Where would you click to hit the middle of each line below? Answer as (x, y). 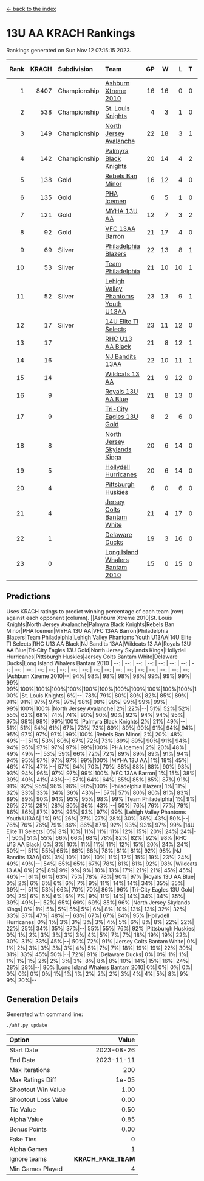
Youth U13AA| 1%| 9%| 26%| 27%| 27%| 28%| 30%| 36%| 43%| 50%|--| (98, 818)
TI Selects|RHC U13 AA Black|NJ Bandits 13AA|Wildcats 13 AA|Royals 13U (99, 643)
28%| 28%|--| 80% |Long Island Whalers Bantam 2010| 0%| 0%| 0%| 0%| (100, 967)
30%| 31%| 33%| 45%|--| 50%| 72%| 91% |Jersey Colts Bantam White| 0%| (102, 941)
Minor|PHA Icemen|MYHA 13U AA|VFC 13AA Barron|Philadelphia (87, 630)
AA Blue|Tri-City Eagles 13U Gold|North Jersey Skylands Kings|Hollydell (97, 650)
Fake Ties (23, 1139)
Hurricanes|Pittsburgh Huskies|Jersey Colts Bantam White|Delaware (92, 657)
